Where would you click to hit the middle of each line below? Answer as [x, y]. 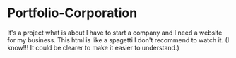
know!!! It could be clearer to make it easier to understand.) [94, 47]
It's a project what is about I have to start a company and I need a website [115, 33]
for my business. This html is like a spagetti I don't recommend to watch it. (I [118, 40]
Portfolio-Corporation [72, 13]
